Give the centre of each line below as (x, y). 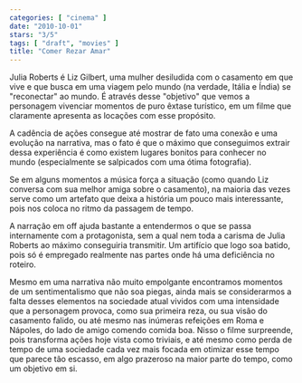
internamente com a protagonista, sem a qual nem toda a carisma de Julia (147, 235)
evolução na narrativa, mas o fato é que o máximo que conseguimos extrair (150, 143)
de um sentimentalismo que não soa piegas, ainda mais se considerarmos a (151, 292)
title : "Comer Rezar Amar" (60, 52)
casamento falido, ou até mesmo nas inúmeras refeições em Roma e (137, 321)
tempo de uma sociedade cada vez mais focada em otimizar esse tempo (145, 349)
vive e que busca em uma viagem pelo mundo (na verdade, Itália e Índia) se (150, 87)
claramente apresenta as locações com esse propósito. (113, 116)
